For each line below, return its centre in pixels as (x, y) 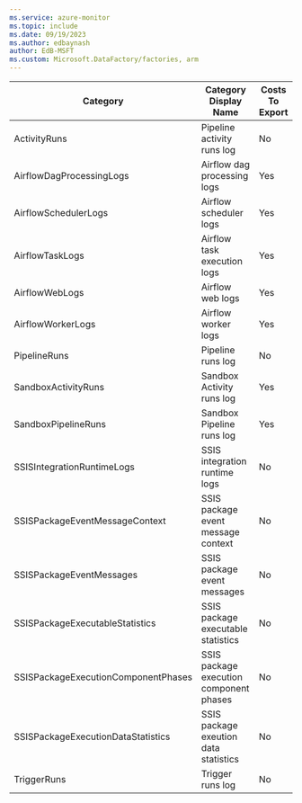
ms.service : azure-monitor (60, 18)
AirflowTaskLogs (49, 255)
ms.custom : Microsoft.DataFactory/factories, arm (104, 59)
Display (226, 101)
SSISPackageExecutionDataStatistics (92, 736)
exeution (219, 736)
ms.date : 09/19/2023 (48, 34)
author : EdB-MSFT (42, 51)
